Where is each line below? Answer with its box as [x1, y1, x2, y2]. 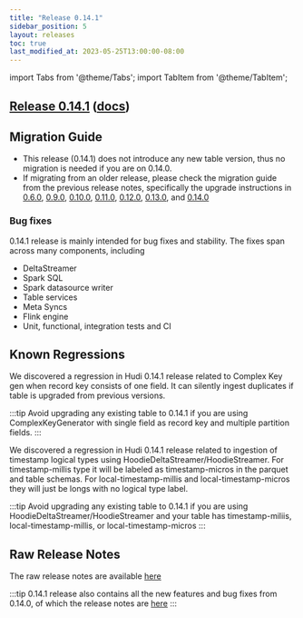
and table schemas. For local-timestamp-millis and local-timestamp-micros [9, 473, 290, 484]
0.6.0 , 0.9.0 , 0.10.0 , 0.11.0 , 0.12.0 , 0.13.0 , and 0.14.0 [22, 192, 210, 203]
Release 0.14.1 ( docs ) [9, 98, 131, 114]
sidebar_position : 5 [9, 22, 88, 31]
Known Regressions [9, 347, 125, 363]
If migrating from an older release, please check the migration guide [22, 173, 278, 184]
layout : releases [9, 30, 75, 39]
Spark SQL [22, 272, 64, 283]
